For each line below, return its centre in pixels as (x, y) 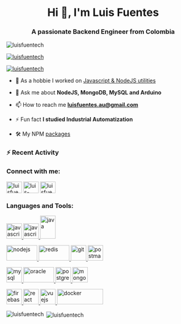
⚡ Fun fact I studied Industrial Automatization (74, 120)
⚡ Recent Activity (33, 153)
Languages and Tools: (40, 206)
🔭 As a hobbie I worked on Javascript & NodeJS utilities (86, 81)
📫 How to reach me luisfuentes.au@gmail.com (77, 105)
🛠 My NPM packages (43, 134)
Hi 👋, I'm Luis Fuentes (103, 13)
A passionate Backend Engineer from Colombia (103, 32)
